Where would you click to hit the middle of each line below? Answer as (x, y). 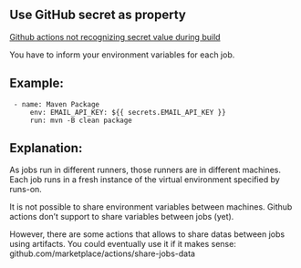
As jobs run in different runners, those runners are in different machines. (145, 170)
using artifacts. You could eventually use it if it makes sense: (123, 244)
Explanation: (46, 148)
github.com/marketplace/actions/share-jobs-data (103, 253)
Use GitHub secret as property (98, 15)
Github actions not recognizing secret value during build (115, 36)
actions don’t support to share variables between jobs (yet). (122, 217)
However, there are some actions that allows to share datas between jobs (147, 234)
